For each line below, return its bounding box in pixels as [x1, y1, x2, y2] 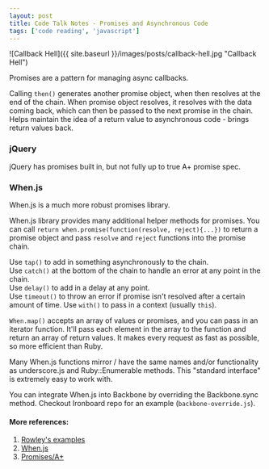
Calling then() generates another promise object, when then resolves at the [9, 89, 261, 98]
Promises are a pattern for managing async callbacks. [9, 73, 189, 83]
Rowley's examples [20, 435, 86, 445]
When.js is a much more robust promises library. [9, 199, 170, 210]
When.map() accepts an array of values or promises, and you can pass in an [9, 316, 258, 325]
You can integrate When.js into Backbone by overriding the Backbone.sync [9, 389, 259, 400]
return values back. [9, 123, 74, 133]
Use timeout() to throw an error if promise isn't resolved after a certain [9, 291, 246, 301]
